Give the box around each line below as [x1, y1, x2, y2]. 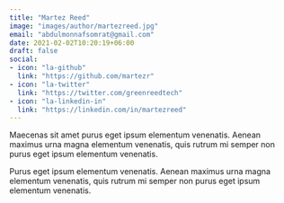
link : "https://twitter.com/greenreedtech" [17, 88, 182, 97]
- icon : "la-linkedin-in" [9, 96, 106, 106]
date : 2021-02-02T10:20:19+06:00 [9, 38, 135, 48]
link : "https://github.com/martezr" [17, 72, 155, 81]
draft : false [9, 47, 58, 56]
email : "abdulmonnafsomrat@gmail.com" [9, 30, 155, 39]
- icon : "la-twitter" [9, 80, 91, 89]
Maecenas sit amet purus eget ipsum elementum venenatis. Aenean [9, 129, 262, 140]
